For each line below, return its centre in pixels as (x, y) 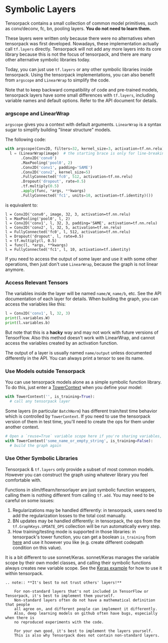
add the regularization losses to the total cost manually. (69, 515)
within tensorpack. (24, 573)
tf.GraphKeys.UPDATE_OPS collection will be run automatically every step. (86, 526)
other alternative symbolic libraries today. (48, 59)
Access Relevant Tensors (37, 283)
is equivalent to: (21, 205)
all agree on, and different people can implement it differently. (86, 609)
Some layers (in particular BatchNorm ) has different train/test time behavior (81, 411)
